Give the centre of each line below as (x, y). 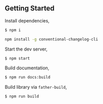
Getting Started (30, 8)
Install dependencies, (27, 20)
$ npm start (17, 58)
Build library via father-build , (36, 87)
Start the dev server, (26, 49)
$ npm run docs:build (28, 77)
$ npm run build (22, 96)
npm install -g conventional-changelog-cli (52, 39)
